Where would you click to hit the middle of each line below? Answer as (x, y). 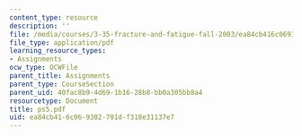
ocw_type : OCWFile (44, 68)
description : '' (40, 26)
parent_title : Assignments (60, 76)
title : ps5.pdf (38, 109)
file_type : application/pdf (62, 42)
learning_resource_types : (58, 51)
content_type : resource (54, 17)
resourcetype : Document (54, 101)
